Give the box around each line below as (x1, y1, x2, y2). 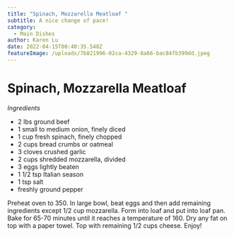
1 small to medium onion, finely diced (17, 125, 126, 133)
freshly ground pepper (17, 185, 83, 193)
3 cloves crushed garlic (17, 147, 86, 156)
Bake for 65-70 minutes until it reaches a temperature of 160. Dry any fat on (7, 214, 228, 222)
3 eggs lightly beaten (17, 162, 80, 170)
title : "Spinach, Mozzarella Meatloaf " (7, 10, 129, 18)
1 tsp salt (17, 178, 44, 186)
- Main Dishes (13, 30, 55, 37)
